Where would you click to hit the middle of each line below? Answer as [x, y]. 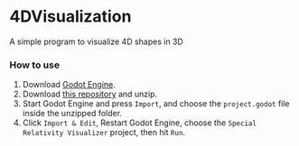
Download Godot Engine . [69, 85]
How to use [35, 65]
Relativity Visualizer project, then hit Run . [104, 132]
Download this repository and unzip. [90, 94]
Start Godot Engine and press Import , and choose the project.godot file [156, 104]
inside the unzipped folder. [72, 114]
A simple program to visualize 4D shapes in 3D [96, 41]
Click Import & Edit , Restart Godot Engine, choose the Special [140, 123]
